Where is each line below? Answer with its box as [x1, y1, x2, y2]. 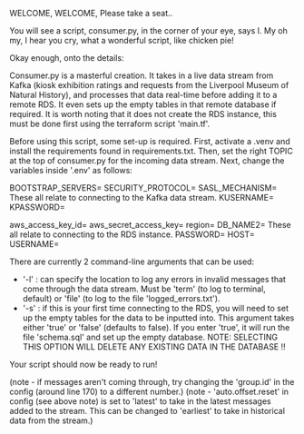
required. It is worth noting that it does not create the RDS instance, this [9, 109, 277, 119]
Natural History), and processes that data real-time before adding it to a [9, 90, 278, 100]
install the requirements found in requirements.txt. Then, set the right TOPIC [9, 145, 293, 156]
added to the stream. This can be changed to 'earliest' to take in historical [9, 406, 286, 416]
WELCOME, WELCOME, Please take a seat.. [9, 8, 173, 18]
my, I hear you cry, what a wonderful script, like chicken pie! [9, 35, 234, 45]
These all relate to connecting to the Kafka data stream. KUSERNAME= [9, 192, 274, 202]
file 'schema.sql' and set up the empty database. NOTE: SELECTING [22, 331, 279, 342]
